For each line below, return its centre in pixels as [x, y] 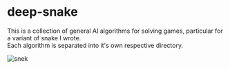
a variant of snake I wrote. [44, 38]
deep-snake [42, 12]
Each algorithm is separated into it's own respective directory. [95, 45]
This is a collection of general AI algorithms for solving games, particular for [115, 31]
